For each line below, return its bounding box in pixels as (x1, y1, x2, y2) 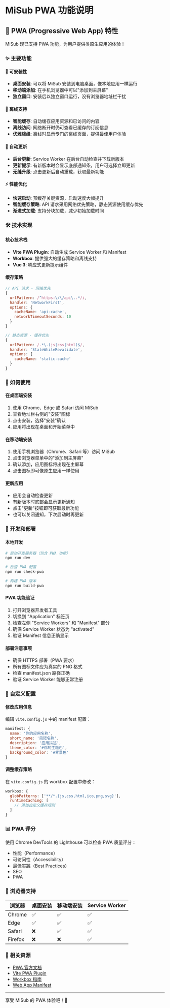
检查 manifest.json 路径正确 (12, 670, 70, 676)
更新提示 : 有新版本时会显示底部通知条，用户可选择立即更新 (12, 162, 135, 168)
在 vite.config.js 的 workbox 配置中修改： (5, 778, 96, 784)
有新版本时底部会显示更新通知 (12, 499, 75, 505)
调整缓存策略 (5, 766, 32, 773)
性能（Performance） (12, 850, 58, 857)
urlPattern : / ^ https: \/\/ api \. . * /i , (10, 295, 87, 300)
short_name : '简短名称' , (10, 736, 59, 741)
